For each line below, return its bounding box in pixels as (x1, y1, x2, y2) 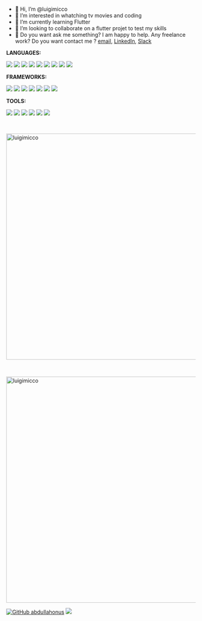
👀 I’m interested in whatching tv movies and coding (14, 12, 142, 19)
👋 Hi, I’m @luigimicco (14, 5, 68, 13)
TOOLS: (6, 98, 26, 104)
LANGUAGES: (6, 49, 41, 56)
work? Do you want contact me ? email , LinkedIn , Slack (14, 37, 152, 45)
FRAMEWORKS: (6, 74, 47, 80)
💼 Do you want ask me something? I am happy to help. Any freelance (14, 31, 186, 38)
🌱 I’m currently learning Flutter (14, 18, 91, 25)
